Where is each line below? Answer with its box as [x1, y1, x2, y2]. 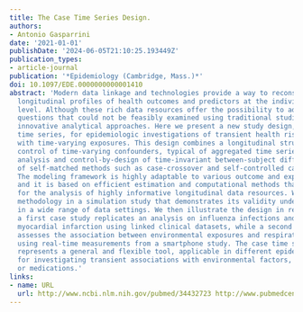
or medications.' [17, 264, 83, 273]
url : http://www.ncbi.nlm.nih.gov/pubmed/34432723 [17, 289, 212, 298]
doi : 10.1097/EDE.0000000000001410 [9, 80, 143, 89]
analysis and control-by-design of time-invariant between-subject [17, 155, 277, 165]
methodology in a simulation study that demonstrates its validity [17, 197, 277, 207]
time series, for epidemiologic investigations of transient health [17, 130, 280, 139]
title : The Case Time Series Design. [9, 13, 151, 22]
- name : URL [9, 281, 54, 290]
